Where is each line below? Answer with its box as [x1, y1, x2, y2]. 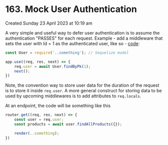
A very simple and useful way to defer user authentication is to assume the [5, 30, 160, 36]
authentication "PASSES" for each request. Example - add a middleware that [5, 35, 163, 41]
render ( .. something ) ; [14, 130, 59, 136]
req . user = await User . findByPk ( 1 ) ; [14, 64, 91, 69]
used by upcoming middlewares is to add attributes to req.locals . [5, 93, 141, 99]
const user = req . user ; [14, 117, 64, 122]
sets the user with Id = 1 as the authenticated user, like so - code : [5, 40, 140, 46]
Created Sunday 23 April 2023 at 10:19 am [5, 20, 93, 26]
